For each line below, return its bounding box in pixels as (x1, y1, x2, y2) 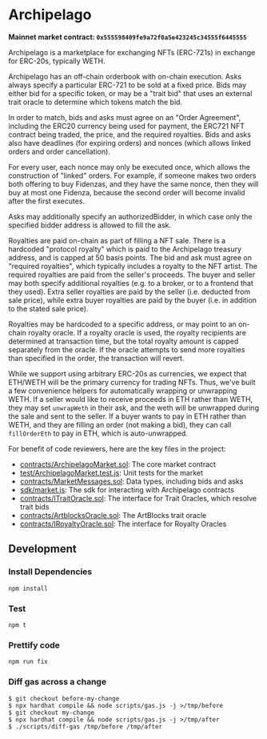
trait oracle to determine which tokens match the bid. (8, 97, 182, 106)
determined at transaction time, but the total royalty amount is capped (8, 336, 239, 346)
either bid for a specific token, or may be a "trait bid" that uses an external (8, 88, 253, 98)
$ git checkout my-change (8, 709, 94, 717)
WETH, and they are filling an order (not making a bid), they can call (8, 420, 232, 429)
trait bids (19, 502, 50, 512)
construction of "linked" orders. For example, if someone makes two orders (8, 171, 257, 180)
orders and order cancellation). (8, 147, 110, 156)
